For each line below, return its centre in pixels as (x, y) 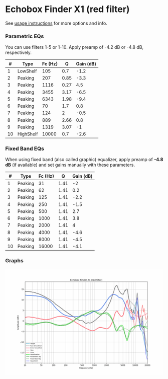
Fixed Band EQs (25, 148)
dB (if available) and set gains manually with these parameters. (70, 165)
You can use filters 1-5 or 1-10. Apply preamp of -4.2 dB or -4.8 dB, (74, 47)
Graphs (14, 261)
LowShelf (27, 71)
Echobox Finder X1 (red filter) (67, 9)
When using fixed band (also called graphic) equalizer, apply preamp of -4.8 (84, 160)
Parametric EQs (25, 36)
